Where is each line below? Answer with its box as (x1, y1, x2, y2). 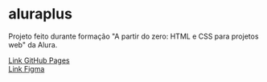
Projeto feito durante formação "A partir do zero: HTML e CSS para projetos (8, 31, 259, 41)
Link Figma (8, 64, 45, 73)
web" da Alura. (8, 39, 58, 49)
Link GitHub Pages (8, 55, 70, 65)
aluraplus (8, 5, 72, 23)
